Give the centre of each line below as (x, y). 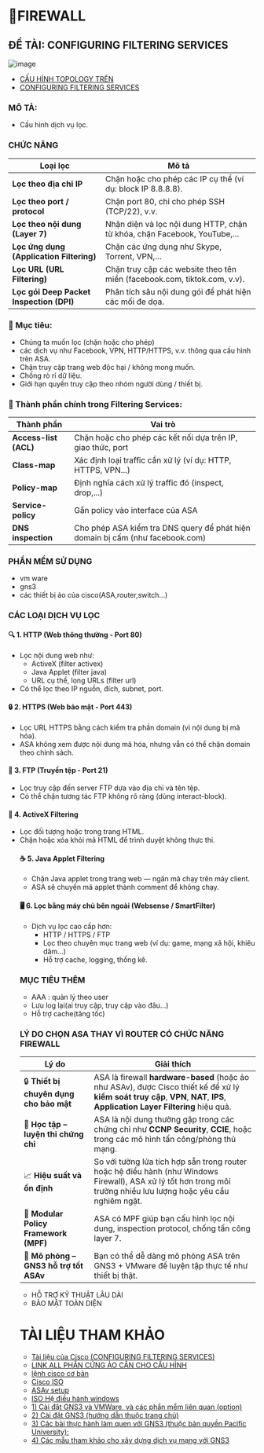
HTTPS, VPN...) (103, 470)
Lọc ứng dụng (38, 247)
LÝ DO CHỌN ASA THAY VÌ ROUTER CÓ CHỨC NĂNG (122, 1034)
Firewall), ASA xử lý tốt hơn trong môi (162, 1181)
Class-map (34, 465)
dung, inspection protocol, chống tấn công (172, 1228)
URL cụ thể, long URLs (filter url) (84, 680)
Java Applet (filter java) (69, 672)
